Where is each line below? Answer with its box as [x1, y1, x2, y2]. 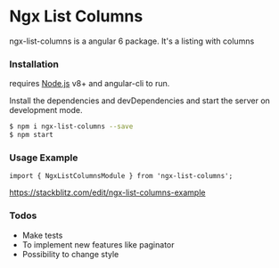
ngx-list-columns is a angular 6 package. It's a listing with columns [9, 36, 255, 46]
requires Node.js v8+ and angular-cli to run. [9, 78, 170, 89]
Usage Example [9, 151, 78, 164]
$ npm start [9, 131, 53, 140]
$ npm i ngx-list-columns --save [9, 122, 134, 131]
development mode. [9, 105, 83, 116]
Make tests [21, 230, 63, 240]
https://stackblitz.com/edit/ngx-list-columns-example [9, 187, 206, 198]
